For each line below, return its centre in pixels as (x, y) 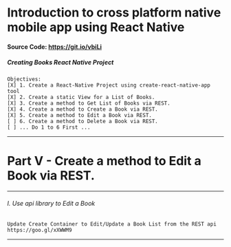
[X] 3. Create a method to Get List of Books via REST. (89, 103)
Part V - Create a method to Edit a (104, 161)
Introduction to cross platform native (114, 13)
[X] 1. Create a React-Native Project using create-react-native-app (109, 85)
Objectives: (24, 79)
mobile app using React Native (96, 27)
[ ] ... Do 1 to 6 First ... (49, 127)
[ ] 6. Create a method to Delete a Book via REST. (82, 121)
